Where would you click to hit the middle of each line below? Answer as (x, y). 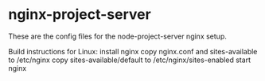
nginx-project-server (80, 15)
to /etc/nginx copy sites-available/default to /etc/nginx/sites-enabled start (130, 60)
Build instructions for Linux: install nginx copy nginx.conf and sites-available (133, 51)
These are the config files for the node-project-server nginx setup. (117, 36)
